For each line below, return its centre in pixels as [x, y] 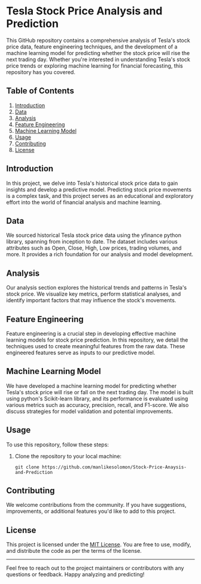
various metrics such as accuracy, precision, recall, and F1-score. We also [98, 404]
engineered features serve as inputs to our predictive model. [81, 352]
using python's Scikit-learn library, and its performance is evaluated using [97, 399]
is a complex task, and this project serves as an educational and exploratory [100, 196]
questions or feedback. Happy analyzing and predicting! [75, 574]
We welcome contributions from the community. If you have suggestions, [96, 505]
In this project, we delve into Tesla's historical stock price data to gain [92, 183]
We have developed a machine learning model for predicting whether [92, 386]
